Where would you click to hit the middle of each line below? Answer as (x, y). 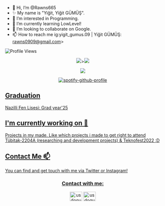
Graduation (23, 96)
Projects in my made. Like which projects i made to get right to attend (76, 135)
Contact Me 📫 (28, 156)
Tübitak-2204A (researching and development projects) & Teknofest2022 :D (82, 140)
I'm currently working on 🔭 (47, 123)
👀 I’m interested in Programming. (45, 18)
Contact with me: (83, 184)
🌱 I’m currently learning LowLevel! (47, 24)
